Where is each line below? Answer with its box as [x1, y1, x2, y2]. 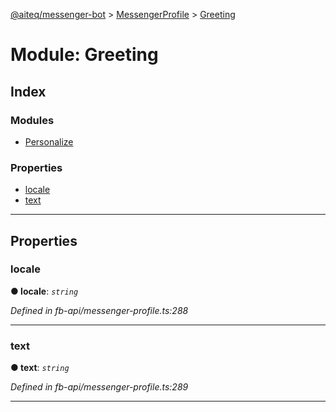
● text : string [10, 362, 70, 374]
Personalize [24, 135, 74, 148]
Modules [10, 113, 55, 127]
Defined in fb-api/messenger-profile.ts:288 [10, 304, 189, 316]
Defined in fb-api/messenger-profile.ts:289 [10, 381, 189, 393]
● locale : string [10, 285, 79, 297]
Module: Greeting [10, 44, 159, 66]
